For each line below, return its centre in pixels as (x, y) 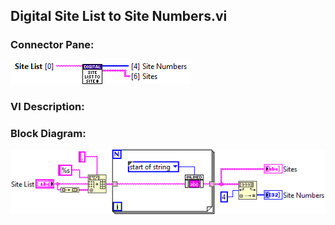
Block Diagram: (48, 133)
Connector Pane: (52, 45)
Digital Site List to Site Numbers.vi (119, 16)
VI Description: (47, 106)
